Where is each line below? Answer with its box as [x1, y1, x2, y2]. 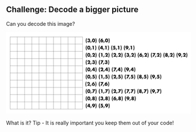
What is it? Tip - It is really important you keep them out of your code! [6, 120, 174, 127]
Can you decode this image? [6, 20, 75, 27]
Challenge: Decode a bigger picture [6, 5, 139, 15]
